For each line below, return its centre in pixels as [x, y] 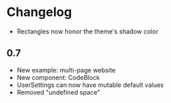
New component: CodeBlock [58, 77]
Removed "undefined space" [59, 92]
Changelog [39, 12]
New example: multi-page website [66, 70]
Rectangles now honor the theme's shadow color [88, 31]
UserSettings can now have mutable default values [90, 85]
